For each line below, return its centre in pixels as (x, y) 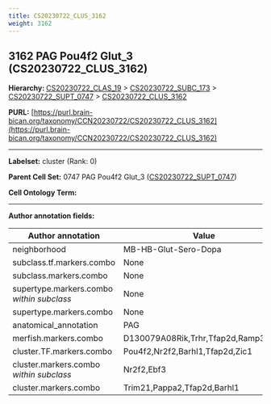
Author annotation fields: (52, 216)
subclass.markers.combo (60, 276)
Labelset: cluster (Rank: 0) (53, 162)
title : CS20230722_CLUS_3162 (57, 16)
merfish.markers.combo (58, 339)
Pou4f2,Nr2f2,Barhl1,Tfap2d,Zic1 (188, 351)
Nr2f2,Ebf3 (145, 370)
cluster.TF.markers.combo (63, 351)
